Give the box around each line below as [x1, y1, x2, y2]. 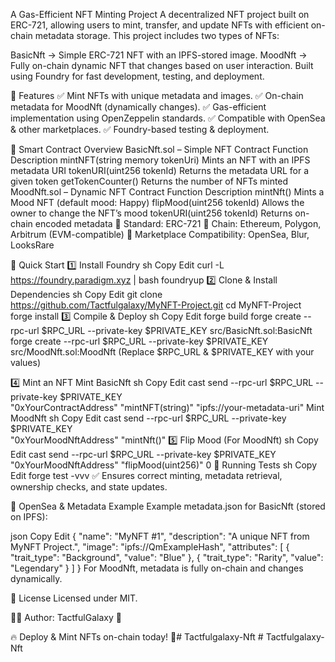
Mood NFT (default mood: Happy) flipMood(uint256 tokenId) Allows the [10, 197, 305, 208]
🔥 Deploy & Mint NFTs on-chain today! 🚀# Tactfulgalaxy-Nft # [10, 631, 264, 643]
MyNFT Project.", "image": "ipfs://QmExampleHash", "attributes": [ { [10, 541, 290, 553]
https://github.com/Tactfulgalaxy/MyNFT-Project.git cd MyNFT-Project [10, 299, 302, 311]
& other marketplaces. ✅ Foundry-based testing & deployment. [10, 124, 270, 135]
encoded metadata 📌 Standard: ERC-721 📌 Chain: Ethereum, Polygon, [34, 218, 322, 229]
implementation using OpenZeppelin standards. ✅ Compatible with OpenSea [10, 112, 326, 124]
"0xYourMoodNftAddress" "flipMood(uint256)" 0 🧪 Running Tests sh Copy [10, 459, 318, 471]
